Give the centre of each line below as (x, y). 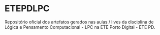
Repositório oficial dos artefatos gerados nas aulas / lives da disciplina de (79, 22)
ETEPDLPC (27, 9)
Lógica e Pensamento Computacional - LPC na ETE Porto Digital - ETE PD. (80, 27)
